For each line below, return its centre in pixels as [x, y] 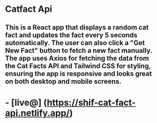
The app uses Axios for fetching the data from [77, 58]
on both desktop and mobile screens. [63, 81]
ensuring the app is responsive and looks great [78, 73]
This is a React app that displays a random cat [77, 27]
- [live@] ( [26, 102]
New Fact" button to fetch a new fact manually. [79, 50]
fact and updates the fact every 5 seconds [71, 35]
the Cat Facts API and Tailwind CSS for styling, [78, 66]
